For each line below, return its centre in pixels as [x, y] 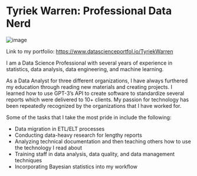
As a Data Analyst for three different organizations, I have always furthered [97, 81]
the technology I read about [48, 148]
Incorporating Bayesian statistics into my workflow [76, 167]
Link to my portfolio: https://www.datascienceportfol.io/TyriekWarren [90, 51]
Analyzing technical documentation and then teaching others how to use [103, 141]
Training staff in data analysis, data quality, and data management [95, 154]
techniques [28, 160]
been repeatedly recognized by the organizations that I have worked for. [94, 105]
